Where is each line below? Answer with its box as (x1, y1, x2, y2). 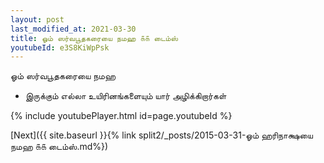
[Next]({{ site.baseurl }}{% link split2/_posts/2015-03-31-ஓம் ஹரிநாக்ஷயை (10, 129, 313, 141)
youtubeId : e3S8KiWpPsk (10, 42, 110, 53)
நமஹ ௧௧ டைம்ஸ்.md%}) (10, 141, 109, 153)
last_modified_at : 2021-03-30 (10, 24, 137, 34)
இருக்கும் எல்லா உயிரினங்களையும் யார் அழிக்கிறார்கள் (24, 90, 227, 102)
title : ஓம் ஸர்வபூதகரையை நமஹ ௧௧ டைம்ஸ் (10, 33, 179, 43)
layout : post (10, 14, 65, 25)
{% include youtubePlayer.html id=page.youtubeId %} (10, 110, 233, 122)
